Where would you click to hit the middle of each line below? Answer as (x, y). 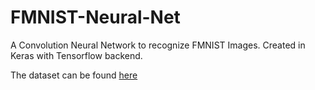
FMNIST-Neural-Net (95, 17)
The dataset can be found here (74, 75)
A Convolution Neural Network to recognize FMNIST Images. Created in (158, 45)
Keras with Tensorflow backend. (76, 55)
